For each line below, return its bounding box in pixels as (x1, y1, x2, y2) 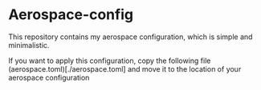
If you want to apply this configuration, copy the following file (8, 56, 211, 65)
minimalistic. (8, 40, 50, 49)
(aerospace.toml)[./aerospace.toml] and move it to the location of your (8, 64, 242, 73)
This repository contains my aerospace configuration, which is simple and (8, 32, 253, 41)
